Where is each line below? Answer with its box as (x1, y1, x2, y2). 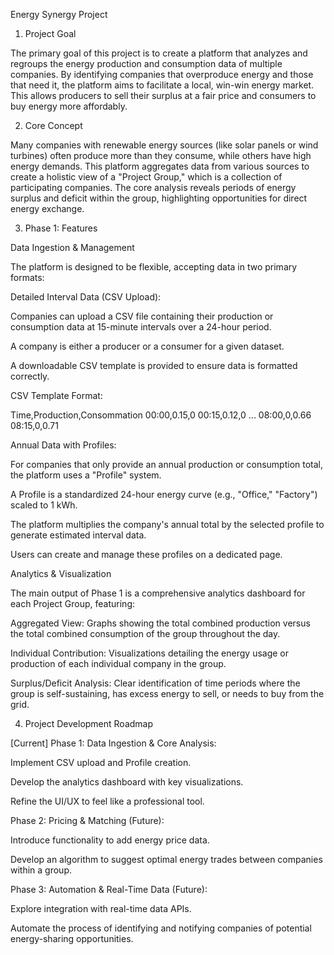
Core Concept (24, 120, 83, 131)
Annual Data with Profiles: (10, 439, 117, 451)
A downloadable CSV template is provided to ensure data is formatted (10, 360, 298, 371)
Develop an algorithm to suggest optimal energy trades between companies (10, 854, 323, 865)
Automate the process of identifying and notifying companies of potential (10, 922, 312, 934)
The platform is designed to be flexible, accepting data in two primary (10, 261, 298, 273)
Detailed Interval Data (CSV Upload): (10, 291, 162, 303)
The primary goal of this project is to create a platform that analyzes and (10, 47, 308, 59)
